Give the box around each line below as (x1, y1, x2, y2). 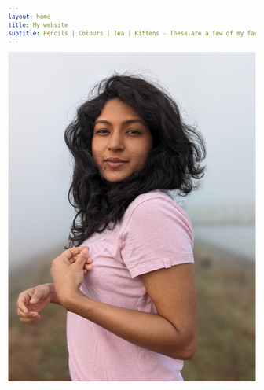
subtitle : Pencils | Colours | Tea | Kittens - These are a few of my (8, 29, 244, 37)
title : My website (8, 20, 68, 29)
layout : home (8, 13, 51, 20)
